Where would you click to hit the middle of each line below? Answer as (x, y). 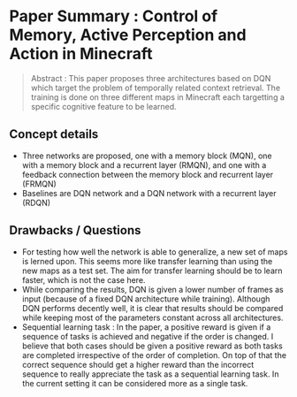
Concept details (54, 134)
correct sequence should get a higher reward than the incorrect (138, 364)
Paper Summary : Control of (114, 16)
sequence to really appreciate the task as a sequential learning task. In (150, 374)
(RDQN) (36, 202)
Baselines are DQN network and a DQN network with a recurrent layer (149, 193)
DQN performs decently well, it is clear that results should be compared (152, 308)
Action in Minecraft (81, 54)
